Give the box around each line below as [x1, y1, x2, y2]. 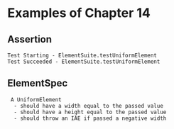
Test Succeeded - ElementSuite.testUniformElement [7, 58, 161, 65]
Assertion [7, 33, 52, 45]
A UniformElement [10, 96, 62, 103]
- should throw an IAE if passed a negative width [13, 115, 167, 122]
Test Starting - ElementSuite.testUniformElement [7, 52, 158, 59]
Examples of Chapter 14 [7, 5, 151, 21]
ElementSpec [7, 77, 68, 89]
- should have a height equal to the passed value [13, 108, 167, 116]
